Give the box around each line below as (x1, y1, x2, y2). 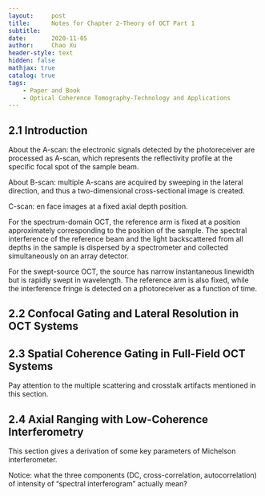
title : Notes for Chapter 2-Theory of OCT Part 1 (8, 19, 195, 27)
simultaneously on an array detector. (8, 251, 130, 261)
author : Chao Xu (8, 42, 78, 50)
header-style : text (8, 49, 74, 57)
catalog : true (8, 71, 56, 79)
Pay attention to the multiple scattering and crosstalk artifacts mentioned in (8, 380, 256, 390)
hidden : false (8, 57, 56, 65)
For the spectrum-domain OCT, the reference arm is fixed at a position (8, 218, 241, 227)
